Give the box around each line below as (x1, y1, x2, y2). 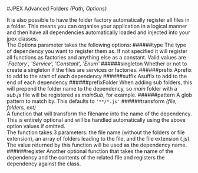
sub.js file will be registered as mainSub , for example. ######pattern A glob (6, 91, 192, 98)
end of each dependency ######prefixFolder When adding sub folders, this (6, 79, 193, 86)
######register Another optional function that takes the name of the (6, 148, 173, 155)
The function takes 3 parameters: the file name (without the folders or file (6, 129, 185, 136)
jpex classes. (6, 35, 39, 42)
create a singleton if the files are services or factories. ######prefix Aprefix (6, 66, 192, 73)
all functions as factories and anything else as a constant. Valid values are (6, 54, 186, 61)
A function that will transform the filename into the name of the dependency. (6, 110, 192, 117)
